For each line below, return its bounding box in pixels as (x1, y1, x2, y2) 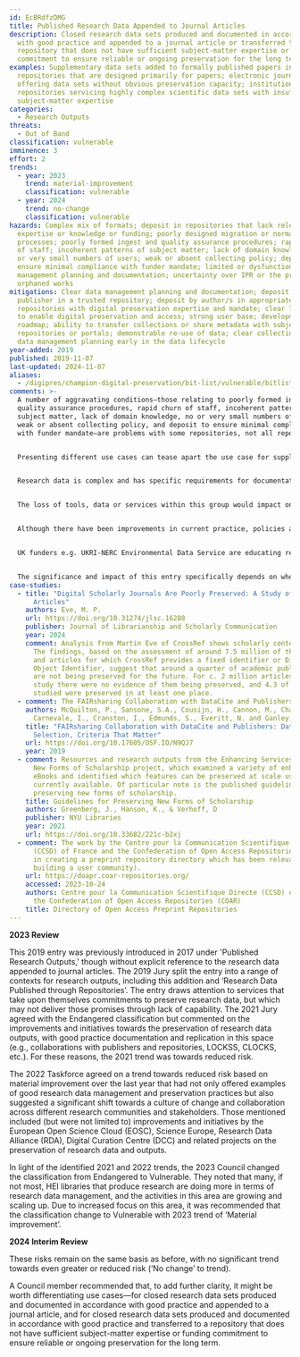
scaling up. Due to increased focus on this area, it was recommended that (9, 1200, 281, 1210)
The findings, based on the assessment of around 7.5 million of (32, 647, 281, 656)
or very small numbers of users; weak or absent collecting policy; (17, 254, 278, 264)
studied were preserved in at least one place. (32, 689, 214, 698)
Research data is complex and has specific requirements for (17, 476, 250, 485)
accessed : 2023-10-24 (25, 880, 105, 889)
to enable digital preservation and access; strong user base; (17, 312, 257, 322)
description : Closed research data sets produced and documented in (9, 29, 270, 38)
